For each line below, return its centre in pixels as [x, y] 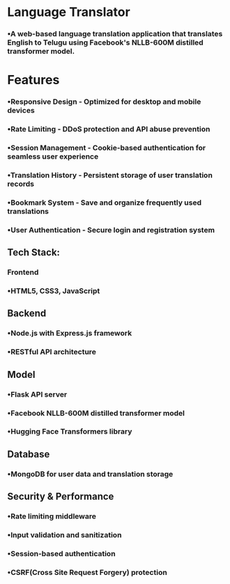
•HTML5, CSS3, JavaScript [54, 291]
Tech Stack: [34, 252]
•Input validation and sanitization [64, 535]
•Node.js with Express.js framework [70, 333]
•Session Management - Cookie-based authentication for [107, 148]
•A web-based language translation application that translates [115, 34]
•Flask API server [37, 394]
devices [21, 111]
